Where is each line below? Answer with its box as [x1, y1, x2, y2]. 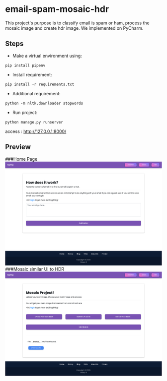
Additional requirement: [12, 90, 61, 96]
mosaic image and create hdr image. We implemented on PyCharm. [5, 25, 144, 31]
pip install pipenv [5, 63, 46, 68]
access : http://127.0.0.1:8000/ [5, 128, 67, 134]
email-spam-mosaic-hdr [5, 3, 109, 15]
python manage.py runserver [5, 120, 64, 125]
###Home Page [5, 156, 38, 162]
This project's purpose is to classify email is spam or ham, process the [5, 20, 150, 26]
